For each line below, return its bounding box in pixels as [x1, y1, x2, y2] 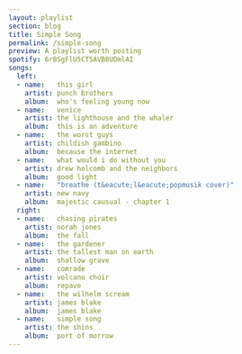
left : [16, 72, 38, 81]
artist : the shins [24, 323, 94, 332]
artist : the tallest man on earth [24, 248, 154, 257]
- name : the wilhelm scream [16, 289, 130, 298]
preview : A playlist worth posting [8, 47, 142, 56]
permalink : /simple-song [8, 38, 102, 48]
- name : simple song [16, 314, 102, 324]
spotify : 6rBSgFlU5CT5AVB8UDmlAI [8, 55, 134, 64]
